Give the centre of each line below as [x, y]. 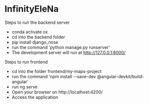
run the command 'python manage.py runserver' [61, 47]
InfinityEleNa [32, 9]
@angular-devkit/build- [120, 76]
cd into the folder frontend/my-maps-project [57, 71]
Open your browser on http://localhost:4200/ [57, 92]
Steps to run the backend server [37, 22]
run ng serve [25, 87]
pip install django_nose [35, 42]
